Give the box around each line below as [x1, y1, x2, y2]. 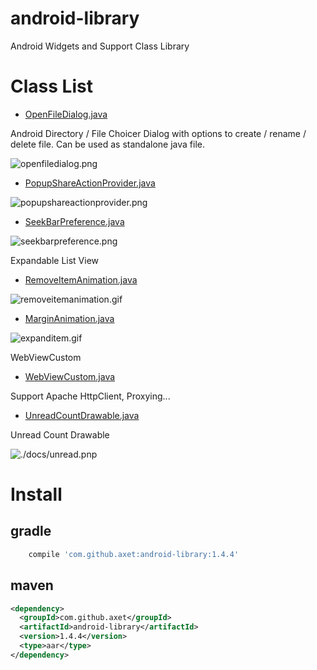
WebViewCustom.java [24, 370, 116, 382]
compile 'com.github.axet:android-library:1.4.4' [28, 549, 240, 559]
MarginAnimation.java [24, 312, 115, 324]
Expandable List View [10, 254, 100, 266]
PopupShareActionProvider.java [24, 177, 156, 189]
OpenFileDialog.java [24, 108, 108, 120]
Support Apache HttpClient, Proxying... [10, 390, 171, 402]
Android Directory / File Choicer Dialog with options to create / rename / [10, 127, 307, 139]
